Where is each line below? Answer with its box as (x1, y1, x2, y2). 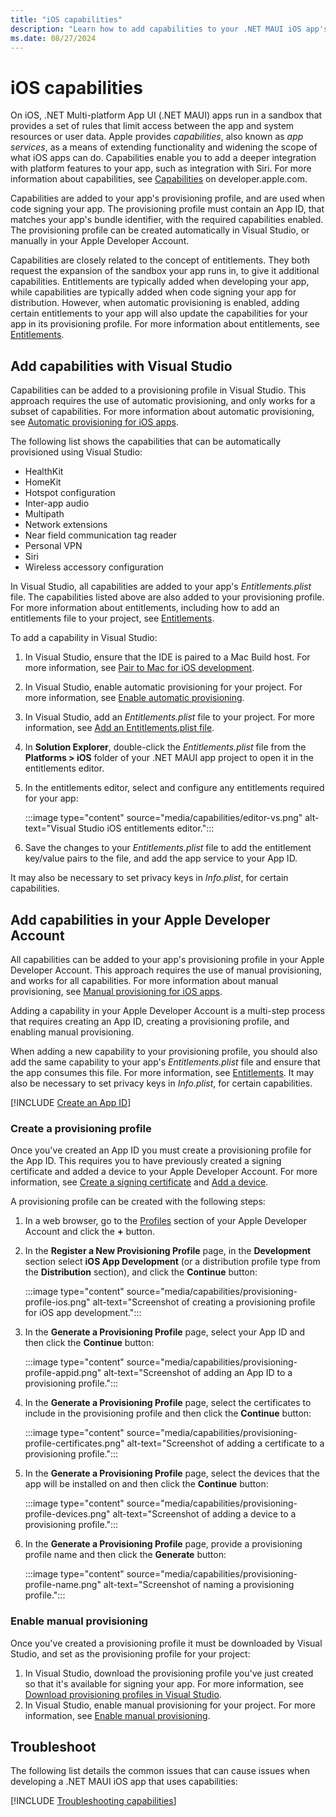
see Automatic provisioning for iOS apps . (10, 416, 179, 428)
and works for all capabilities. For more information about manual (10, 974, 279, 986)
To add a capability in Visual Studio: (10, 632, 158, 644)
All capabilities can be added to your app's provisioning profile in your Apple (10, 953, 325, 965)
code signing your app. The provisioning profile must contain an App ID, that (10, 203, 325, 215)
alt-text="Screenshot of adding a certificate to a (126, 1437, 325, 1450)
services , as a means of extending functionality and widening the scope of (10, 141, 318, 153)
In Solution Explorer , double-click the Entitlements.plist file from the (24, 741, 307, 753)
